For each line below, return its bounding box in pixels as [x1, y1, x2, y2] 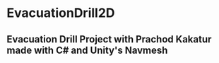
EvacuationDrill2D [6, 5, 115, 21]
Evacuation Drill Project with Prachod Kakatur [6, 33, 212, 45]
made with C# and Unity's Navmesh [6, 44, 168, 56]
